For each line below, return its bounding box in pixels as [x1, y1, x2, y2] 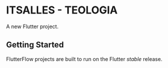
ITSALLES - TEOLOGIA [6, 4, 118, 17]
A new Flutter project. [6, 23, 59, 30]
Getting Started [6, 40, 64, 50]
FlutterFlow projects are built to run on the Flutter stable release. [6, 55, 163, 62]
